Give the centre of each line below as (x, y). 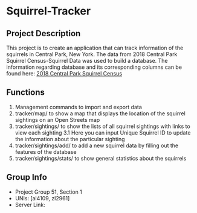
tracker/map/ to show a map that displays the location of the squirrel (100, 113)
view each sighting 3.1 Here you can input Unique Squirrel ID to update (103, 132)
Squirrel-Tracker (49, 11)
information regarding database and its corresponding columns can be (94, 67)
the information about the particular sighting (70, 139)
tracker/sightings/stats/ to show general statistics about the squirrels (101, 158)
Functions (26, 93)
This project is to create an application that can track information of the (95, 48)
